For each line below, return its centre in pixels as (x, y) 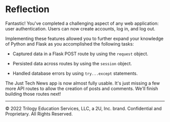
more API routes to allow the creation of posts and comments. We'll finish (82, 88)
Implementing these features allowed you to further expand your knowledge (84, 38)
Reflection (27, 9)
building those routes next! (33, 94)
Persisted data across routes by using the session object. (72, 63)
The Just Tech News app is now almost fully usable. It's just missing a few (83, 83)
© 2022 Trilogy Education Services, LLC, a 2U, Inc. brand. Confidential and (83, 108)
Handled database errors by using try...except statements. (75, 73)
